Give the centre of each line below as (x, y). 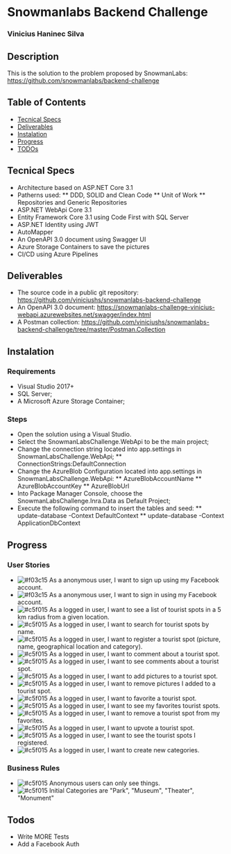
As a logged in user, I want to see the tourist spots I (122, 736)
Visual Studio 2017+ (46, 386)
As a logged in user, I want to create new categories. (124, 750)
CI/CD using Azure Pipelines (58, 254)
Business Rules (34, 768)
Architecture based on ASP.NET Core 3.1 (75, 187)
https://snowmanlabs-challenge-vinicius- (156, 308)
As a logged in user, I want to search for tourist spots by (129, 624)
